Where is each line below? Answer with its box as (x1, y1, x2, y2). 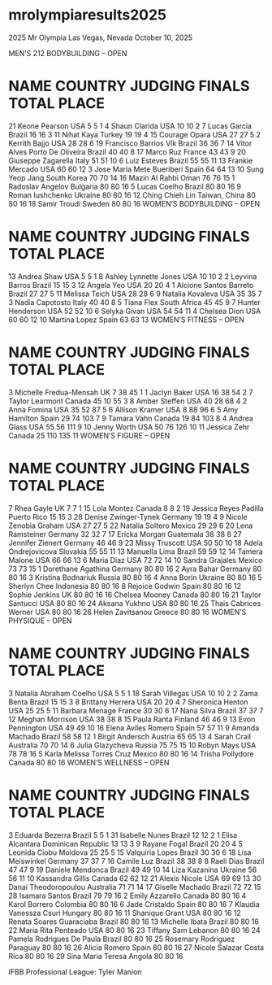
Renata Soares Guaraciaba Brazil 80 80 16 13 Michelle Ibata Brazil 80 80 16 (8, 917, 260, 926)
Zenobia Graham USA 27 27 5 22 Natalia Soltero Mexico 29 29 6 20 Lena (8, 521, 253, 530)
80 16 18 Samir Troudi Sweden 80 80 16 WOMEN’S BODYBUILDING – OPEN (8, 198, 261, 208)
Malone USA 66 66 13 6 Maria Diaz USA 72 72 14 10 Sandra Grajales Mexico (8, 555, 263, 564)
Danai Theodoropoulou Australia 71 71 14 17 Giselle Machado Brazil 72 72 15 (8, 882, 261, 891)
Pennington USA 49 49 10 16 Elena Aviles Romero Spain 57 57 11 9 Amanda (8, 722, 260, 733)
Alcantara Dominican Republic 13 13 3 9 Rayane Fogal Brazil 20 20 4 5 (8, 839, 243, 848)
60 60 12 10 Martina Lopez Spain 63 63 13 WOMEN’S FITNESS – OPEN (8, 315, 245, 325)
